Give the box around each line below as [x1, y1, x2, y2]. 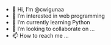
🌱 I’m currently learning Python [12, 19, 90, 26]
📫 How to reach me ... [12, 32, 69, 39]
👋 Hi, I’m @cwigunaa [12, 6, 64, 13]
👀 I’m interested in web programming [12, 12, 106, 19]
